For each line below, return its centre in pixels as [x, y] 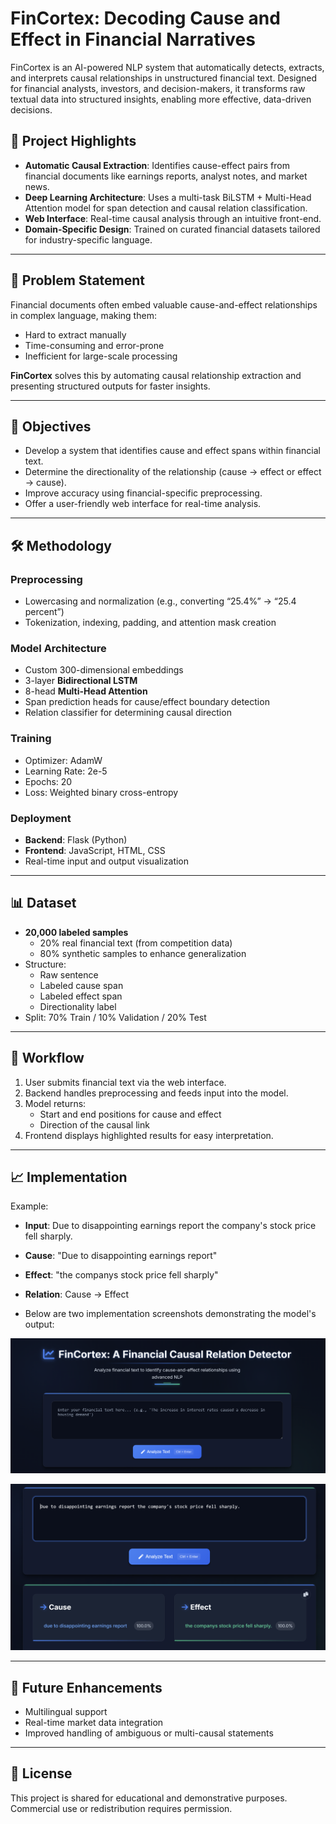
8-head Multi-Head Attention [86, 691]
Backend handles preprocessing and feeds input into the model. [156, 1093]
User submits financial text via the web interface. [125, 1082]
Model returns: [55, 1103]
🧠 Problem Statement [78, 280]
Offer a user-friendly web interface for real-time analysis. [143, 504]
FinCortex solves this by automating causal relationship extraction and [156, 375]
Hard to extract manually [75, 334]
